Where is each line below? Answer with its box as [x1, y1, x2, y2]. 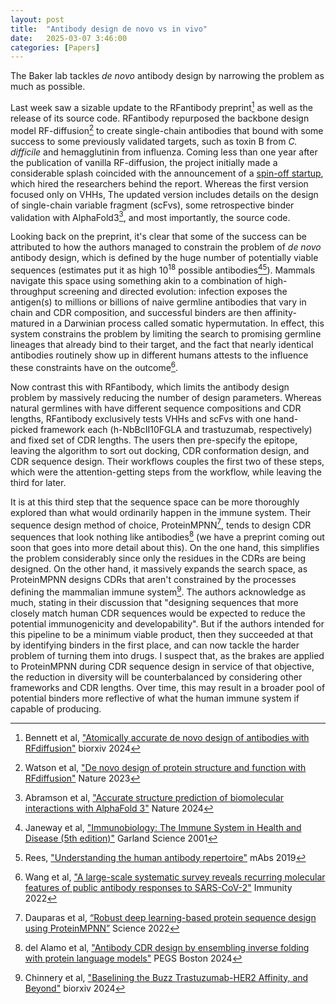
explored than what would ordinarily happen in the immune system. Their [10, 506, 312, 518]
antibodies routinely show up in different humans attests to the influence [10, 349, 309, 361]
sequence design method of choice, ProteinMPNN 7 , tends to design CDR [10, 517, 312, 531]
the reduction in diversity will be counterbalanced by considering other [10, 671, 303, 683]
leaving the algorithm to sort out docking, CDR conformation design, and [10, 444, 310, 456]
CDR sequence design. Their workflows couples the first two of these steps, [10, 455, 325, 467]
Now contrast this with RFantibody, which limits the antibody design [10, 381, 290, 393]
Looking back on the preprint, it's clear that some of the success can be [10, 231, 307, 243]
